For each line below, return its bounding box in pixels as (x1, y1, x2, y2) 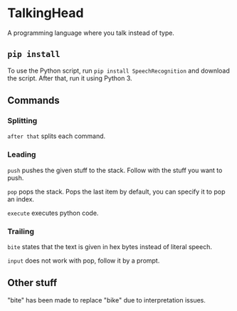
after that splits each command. (7, 132, 106, 140)
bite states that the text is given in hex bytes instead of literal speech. (7, 243, 212, 251)
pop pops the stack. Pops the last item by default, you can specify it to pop (7, 187, 226, 196)
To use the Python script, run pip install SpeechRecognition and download (7, 66, 230, 75)
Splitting (7, 116, 38, 126)
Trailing (7, 226, 34, 236)
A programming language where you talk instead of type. (7, 28, 174, 37)
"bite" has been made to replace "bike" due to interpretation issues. (7, 295, 206, 304)
